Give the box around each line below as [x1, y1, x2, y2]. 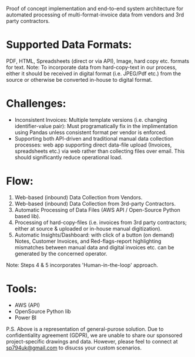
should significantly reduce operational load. [14, 154, 123, 161]
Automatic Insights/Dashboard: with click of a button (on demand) [14, 231, 174, 238]
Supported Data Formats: [6, 38, 132, 52]
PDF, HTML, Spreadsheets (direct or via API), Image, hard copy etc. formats [6, 57, 190, 64]
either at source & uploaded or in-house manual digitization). [14, 225, 162, 232]
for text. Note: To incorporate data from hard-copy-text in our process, [6, 64, 177, 71]
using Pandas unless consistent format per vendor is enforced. [14, 129, 167, 136]
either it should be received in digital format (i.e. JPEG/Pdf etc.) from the [6, 70, 181, 77]
